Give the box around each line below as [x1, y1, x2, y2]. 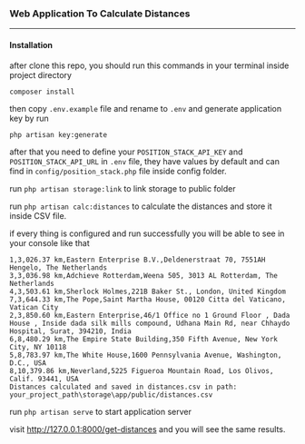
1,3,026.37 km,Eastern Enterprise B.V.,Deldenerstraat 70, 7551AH [9, 255, 266, 264]
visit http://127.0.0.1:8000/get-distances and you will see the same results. [9, 423, 286, 434]
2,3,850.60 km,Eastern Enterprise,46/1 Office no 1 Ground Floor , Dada [9, 311, 290, 320]
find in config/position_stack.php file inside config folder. [9, 165, 227, 176]
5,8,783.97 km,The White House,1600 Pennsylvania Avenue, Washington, [9, 350, 282, 360]
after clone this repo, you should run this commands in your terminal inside [9, 60, 290, 71]
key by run [9, 113, 49, 123]
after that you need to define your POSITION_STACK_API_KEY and [9, 146, 243, 157]
